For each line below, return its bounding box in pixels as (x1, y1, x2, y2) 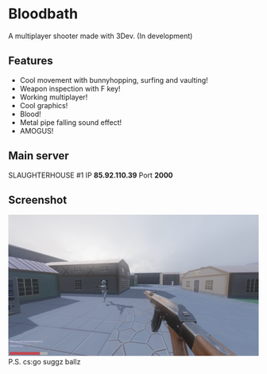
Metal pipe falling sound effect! (19, 117, 122, 127)
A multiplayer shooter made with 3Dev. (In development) (8, 31, 193, 41)
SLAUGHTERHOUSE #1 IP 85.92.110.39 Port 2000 (8, 170, 173, 180)
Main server (8, 149, 69, 163)
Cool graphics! (19, 100, 68, 110)
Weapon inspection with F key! (19, 84, 121, 93)
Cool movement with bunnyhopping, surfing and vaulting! (19, 75, 208, 84)
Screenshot (8, 193, 68, 207)
